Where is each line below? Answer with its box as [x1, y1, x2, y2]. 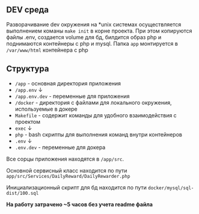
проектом [14, 118, 41, 125]
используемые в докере [14, 105, 78, 112]
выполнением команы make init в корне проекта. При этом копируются [6, 27, 192, 34]
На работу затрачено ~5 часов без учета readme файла [6, 201, 153, 208]
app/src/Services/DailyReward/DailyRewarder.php [6, 173, 130, 179]
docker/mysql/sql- [148, 185, 194, 191]
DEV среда [6, 5, 49, 15]
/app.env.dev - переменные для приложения [14, 93, 130, 100]
